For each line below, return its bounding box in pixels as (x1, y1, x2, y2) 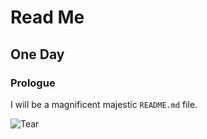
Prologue (10, 76, 56, 90)
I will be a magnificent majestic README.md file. (10, 98, 198, 110)
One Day (10, 46, 65, 63)
